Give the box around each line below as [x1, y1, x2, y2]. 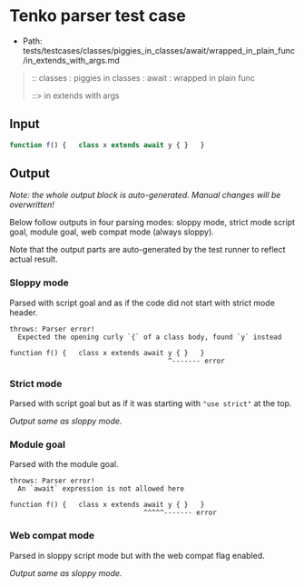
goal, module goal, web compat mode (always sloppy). [9, 226, 215, 237]
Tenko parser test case [9, 5, 186, 26]
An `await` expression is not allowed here [17, 484, 184, 493]
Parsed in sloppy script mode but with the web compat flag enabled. [9, 550, 265, 561]
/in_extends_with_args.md [22, 55, 120, 65]
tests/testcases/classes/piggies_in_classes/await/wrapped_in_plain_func [22, 45, 295, 55]
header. [9, 306, 38, 318]
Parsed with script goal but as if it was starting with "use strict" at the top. [9, 398, 292, 409]
